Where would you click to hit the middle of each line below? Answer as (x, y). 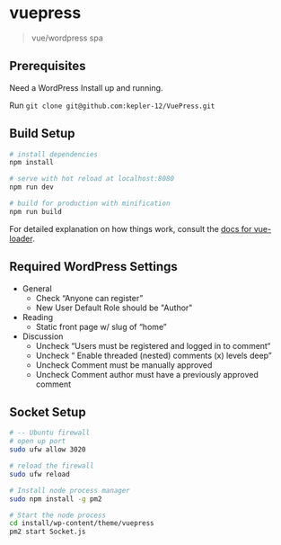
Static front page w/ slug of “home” (101, 326)
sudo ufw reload (40, 474)
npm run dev (31, 187)
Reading (38, 317)
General (37, 288)
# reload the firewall (52, 466)
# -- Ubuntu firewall (50, 433)
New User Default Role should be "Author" (114, 308)
